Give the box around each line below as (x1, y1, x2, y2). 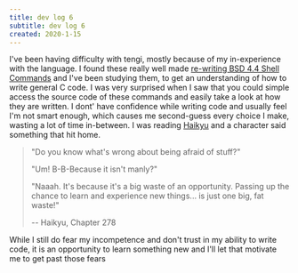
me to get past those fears (9, 253, 107, 264)
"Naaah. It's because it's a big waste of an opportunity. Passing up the (30, 181, 290, 192)
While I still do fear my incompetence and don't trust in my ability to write (9, 235, 278, 245)
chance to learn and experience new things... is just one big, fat (30, 190, 264, 201)
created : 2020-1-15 (9, 29, 82, 38)
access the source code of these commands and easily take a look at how (9, 92, 281, 102)
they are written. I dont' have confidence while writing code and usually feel (9, 101, 287, 112)
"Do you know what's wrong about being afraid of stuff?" (30, 147, 241, 157)
